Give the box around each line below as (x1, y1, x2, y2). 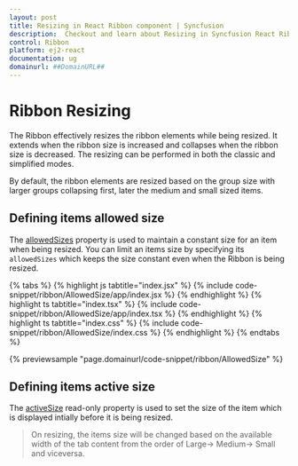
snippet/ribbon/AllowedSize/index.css (9, 327, 148, 337)
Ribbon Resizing (9, 101, 131, 121)
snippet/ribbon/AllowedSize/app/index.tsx (9, 308, 163, 319)
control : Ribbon (9, 37, 69, 47)
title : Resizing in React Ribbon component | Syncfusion (9, 21, 224, 30)
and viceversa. (30, 448, 85, 459)
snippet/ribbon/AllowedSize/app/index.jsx (9, 289, 162, 300)
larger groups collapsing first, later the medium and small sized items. (9, 185, 263, 195)
